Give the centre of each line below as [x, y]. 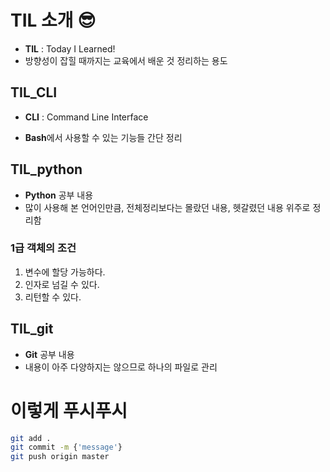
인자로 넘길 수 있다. [62, 284]
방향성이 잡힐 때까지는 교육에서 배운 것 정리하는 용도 [126, 60]
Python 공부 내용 [59, 195]
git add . [31, 438]
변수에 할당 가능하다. [65, 272]
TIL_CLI [34, 92]
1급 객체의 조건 [43, 248]
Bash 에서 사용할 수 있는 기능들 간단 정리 [103, 137]
